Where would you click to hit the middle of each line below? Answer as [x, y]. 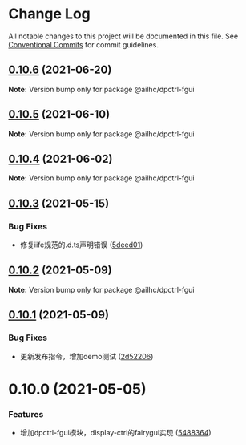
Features [26, 414]
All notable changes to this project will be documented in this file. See [123, 36]
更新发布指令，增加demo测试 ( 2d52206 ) [87, 356]
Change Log [49, 14]
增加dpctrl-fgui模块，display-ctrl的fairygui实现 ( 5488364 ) [115, 433]
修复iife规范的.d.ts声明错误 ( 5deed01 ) [81, 245]
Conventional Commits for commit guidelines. [83, 44]
